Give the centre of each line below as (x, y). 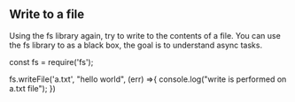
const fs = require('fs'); (51, 62)
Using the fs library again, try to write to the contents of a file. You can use (145, 35)
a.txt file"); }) (32, 88)
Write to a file (47, 15)
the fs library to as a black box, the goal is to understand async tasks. (136, 45)
